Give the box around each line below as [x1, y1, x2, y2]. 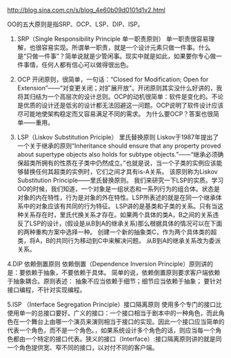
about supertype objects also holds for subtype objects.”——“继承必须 [17, 150, 218, 158]
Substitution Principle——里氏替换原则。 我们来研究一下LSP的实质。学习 [17, 176, 224, 184]
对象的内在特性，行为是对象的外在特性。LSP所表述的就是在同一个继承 [17, 193, 216, 201]
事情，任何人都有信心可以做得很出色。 [23, 61, 132, 68]
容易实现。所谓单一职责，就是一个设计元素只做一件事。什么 [41, 43, 211, 51]
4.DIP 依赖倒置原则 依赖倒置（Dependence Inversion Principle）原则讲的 [7, 260, 214, 268]
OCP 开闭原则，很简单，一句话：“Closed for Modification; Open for [17, 75, 209, 83]
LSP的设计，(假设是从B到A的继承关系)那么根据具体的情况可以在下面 [29, 219, 223, 227]
